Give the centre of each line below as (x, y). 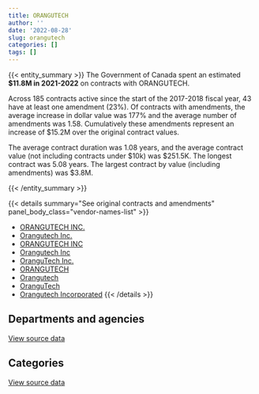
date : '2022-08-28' (40, 30)
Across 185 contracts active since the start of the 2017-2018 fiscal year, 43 (130, 98)
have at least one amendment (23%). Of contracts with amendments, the (127, 107)
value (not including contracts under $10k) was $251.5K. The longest (120, 156)
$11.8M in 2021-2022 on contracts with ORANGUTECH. (99, 83)
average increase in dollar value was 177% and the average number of (122, 115)
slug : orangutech (37, 38)
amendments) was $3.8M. (51, 172)
